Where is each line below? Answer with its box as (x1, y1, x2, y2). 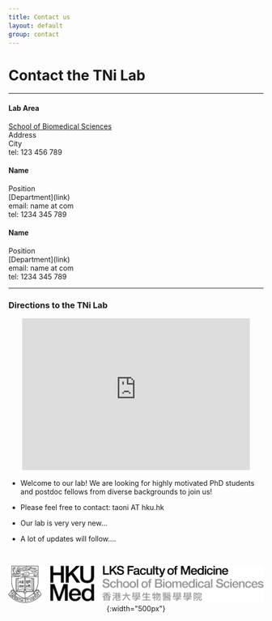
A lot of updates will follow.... (19, 534, 117, 544)
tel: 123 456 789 (8, 147, 62, 157)
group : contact (8, 30, 60, 38)
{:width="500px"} (106, 604, 166, 614)
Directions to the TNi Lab (8, 300, 108, 311)
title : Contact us (8, 13, 70, 21)
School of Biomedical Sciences (8, 121, 112, 131)
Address (8, 130, 36, 139)
